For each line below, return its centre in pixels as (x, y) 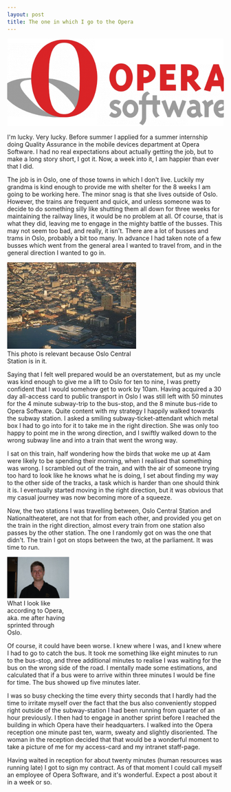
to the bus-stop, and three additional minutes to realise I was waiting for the (114, 660)
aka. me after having (36, 618)
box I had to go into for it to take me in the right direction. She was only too (113, 425)
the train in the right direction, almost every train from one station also (106, 525)
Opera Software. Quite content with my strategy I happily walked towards (111, 411)
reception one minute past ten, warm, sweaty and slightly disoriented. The (112, 732)
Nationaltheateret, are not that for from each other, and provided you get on (114, 518)
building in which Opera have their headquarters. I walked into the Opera (110, 725)
